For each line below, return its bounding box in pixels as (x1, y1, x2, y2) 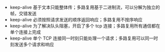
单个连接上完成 (9, 29, 41, 35)
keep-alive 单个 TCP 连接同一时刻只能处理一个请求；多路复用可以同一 (9, 35, 154, 41)
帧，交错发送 (9, 10, 36, 16)
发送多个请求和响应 (14, 42, 54, 47)
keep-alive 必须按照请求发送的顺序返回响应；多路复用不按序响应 (9, 17, 142, 22)
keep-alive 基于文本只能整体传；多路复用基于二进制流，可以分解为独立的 (9, 4, 160, 10)
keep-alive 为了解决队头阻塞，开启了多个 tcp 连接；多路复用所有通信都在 (9, 23, 160, 29)
